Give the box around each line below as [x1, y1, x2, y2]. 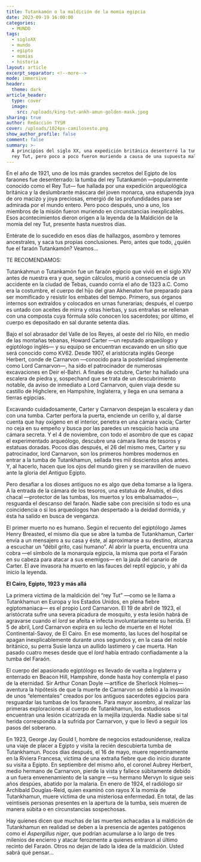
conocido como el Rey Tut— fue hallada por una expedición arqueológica [6, 182, 187, 190]
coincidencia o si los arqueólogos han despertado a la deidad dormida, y [6, 506, 185, 513]
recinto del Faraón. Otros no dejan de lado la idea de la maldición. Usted [6, 843, 184, 850]
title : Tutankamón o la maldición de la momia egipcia [6, 8, 146, 15]
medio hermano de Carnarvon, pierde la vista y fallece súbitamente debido [6, 767, 191, 775]
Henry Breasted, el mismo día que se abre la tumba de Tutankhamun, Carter [6, 531, 194, 538]
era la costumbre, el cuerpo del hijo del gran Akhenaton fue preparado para [6, 287, 193, 294]
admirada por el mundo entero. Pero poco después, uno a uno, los [6, 202, 170, 209]
